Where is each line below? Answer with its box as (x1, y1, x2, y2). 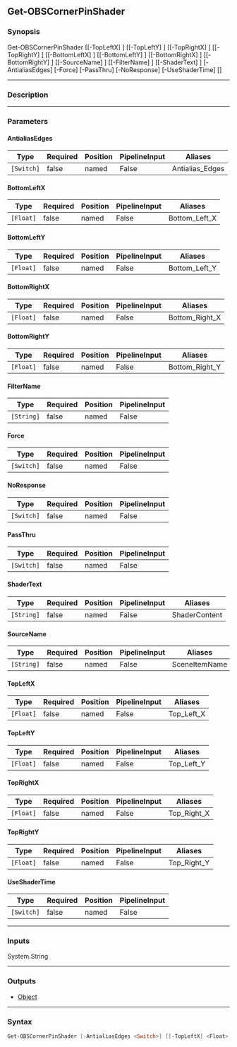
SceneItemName (171, 660, 228, 669)
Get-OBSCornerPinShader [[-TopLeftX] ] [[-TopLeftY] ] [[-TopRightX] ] (7, 42, 211, 52)
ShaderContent (171, 609, 223, 619)
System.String (7, 952, 49, 961)
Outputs (7, 976, 37, 986)
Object (17, 993, 37, 1001)
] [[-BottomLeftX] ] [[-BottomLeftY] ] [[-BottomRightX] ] (41, 50, 202, 59)
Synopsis (7, 27, 40, 37)
